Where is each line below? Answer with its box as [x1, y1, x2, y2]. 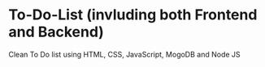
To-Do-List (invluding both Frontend [8, 6, 258, 24]
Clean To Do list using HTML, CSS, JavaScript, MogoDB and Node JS [8, 49, 241, 59]
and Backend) [8, 23, 104, 41]
